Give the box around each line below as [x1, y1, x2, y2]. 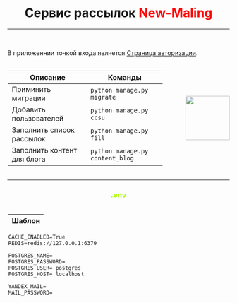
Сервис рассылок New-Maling [24, 5, 213, 21]
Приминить [11, 84, 51, 94]
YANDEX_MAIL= [8, 283, 47, 290]
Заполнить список [11, 125, 75, 135]
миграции [11, 93, 46, 103]
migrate [90, 93, 116, 101]
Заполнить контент [11, 145, 78, 155]
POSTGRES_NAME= [8, 252, 53, 259]
